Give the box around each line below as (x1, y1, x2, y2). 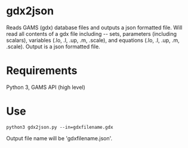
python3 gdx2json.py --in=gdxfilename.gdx (6, 124, 113, 130)
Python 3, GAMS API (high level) (6, 84, 85, 91)
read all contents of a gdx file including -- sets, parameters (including (6, 30, 177, 37)
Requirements (6, 64, 78, 78)
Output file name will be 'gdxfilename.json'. (6, 134, 113, 141)
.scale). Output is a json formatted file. (6, 43, 100, 50)
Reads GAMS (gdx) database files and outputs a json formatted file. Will (6, 24, 183, 31)
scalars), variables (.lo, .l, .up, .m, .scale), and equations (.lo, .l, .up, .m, (6, 36, 180, 44)
